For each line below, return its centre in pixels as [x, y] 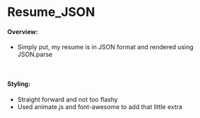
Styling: [19, 83]
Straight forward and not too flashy [68, 99]
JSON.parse [35, 54]
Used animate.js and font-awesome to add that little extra [100, 107]
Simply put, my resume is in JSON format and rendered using [105, 47]
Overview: [23, 31]
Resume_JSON [51, 12]
